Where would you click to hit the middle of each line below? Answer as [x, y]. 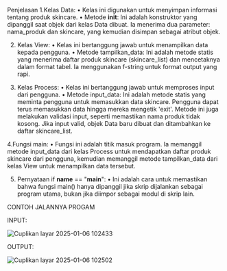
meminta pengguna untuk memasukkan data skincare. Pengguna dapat [118, 102]
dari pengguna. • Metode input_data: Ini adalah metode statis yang [111, 94]
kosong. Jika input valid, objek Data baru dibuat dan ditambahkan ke [114, 124]
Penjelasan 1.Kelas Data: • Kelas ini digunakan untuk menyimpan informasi [112, 10]
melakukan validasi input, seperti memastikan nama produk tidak [108, 116]
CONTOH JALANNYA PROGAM [51, 207]
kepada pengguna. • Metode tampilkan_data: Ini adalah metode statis [115, 52]
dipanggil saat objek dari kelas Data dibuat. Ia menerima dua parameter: [109, 24]
